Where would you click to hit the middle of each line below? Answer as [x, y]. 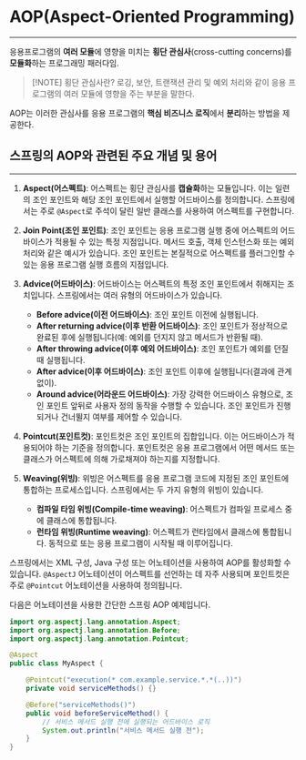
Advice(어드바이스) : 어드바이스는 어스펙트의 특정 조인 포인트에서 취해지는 [153, 283]
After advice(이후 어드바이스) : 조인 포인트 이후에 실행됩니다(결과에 [156, 371]
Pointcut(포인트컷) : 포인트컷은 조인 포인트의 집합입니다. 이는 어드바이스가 [153, 436]
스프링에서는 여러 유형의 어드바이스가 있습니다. [140, 295]
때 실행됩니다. [61, 360]
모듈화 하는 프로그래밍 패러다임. [65, 63]
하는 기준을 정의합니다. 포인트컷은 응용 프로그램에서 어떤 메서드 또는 [175, 447]
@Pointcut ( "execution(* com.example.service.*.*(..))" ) [134, 680]
